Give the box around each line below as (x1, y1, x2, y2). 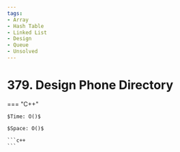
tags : (7, 10, 22, 17)
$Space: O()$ (7, 125, 44, 132)
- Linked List (7, 29, 48, 36)
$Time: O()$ (7, 113, 41, 120)
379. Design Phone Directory (7, 78, 174, 93)
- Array (7, 16, 29, 23)
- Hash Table (7, 22, 44, 29)
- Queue (7, 42, 29, 48)
